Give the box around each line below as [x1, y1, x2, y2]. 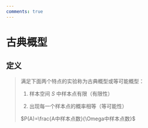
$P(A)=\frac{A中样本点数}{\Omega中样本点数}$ [20, 115, 136, 122]
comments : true [6, 8, 43, 15]
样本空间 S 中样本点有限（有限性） [29, 90, 113, 97]
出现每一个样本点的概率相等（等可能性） [29, 102, 127, 109]
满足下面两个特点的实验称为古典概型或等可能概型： [20, 78, 144, 85]
